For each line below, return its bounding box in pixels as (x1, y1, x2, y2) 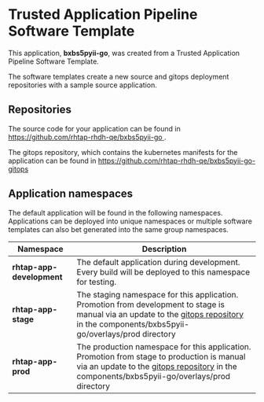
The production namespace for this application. (76, 341, 251, 352)
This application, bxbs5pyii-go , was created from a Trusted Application (8, 48, 240, 57)
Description (141, 243, 187, 254)
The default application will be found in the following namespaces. (8, 208, 223, 217)
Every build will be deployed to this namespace (76, 266, 251, 277)
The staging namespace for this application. (76, 289, 239, 300)
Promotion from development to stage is (76, 299, 225, 310)
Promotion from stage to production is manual (76, 351, 246, 362)
